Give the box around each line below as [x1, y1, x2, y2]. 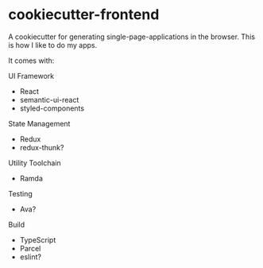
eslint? [19, 252, 42, 262]
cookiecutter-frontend [8, 6, 160, 24]
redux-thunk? [19, 142, 64, 152]
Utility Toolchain [8, 157, 61, 168]
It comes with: [8, 56, 55, 65]
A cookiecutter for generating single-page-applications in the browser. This [8, 32, 256, 41]
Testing [8, 188, 33, 198]
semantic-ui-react [19, 95, 79, 104]
